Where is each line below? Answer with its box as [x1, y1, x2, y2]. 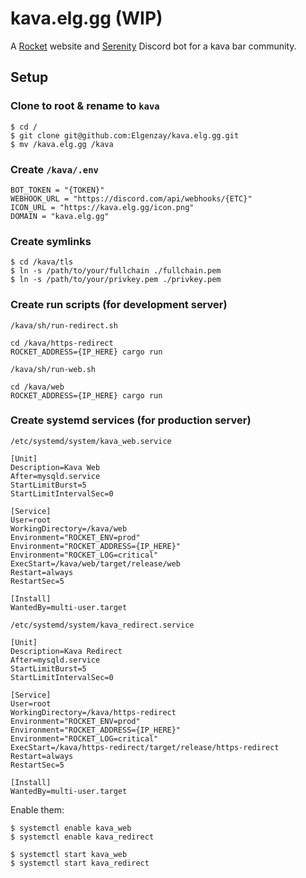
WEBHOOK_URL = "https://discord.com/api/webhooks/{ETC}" [10, 193, 253, 204]
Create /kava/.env [10, 162, 99, 176]
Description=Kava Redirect [10, 646, 123, 656]
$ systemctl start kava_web [10, 849, 128, 859]
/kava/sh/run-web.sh [10, 364, 97, 374]
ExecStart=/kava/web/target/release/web [10, 558, 182, 569]
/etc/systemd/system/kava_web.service [10, 436, 172, 446]
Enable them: [10, 803, 65, 816]
